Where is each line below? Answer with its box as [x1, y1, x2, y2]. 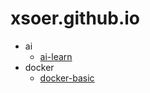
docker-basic [39, 72, 95, 84]
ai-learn [39, 50, 73, 62]
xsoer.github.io [10, 7, 141, 30]
